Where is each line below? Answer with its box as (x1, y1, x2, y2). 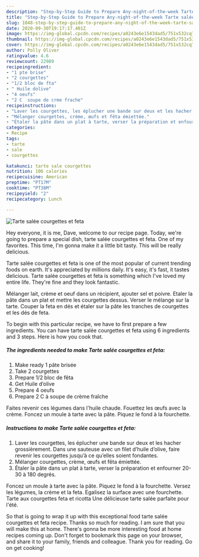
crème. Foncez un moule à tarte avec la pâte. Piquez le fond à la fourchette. (6, 411, 191, 418)
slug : (6, 20, 20, 26)
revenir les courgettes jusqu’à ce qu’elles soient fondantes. (14, 452, 159, 459)
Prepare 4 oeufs (14, 387, 54, 394)
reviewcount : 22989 (6, 58, 54, 64)
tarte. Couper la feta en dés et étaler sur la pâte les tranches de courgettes (6, 302, 189, 309)
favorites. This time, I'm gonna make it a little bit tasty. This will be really (6, 242, 182, 249)
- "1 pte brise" (6, 69, 46, 75)
